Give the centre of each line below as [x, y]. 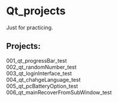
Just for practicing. [30, 27]
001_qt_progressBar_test [37, 60]
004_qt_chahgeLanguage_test [43, 79]
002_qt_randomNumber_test [41, 67]
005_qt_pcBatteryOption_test [42, 86]
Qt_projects [36, 11]
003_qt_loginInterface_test [39, 73]
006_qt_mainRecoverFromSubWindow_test [59, 92]
